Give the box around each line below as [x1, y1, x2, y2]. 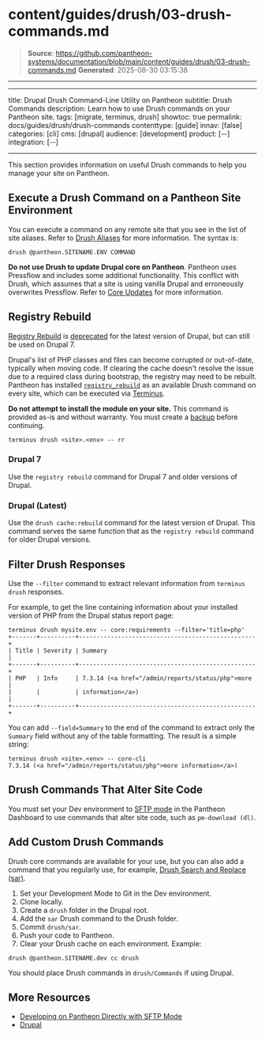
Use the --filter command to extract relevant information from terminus [8, 578, 246, 588]
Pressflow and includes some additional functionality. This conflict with [8, 270, 239, 280]
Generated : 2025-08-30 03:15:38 [77, 65, 188, 74]
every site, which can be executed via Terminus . [8, 389, 166, 398]
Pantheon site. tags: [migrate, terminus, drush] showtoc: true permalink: [8, 112, 242, 122]
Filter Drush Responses [8, 558, 126, 571]
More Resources [8, 990, 91, 1004]
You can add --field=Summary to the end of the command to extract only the [8, 723, 255, 732]
